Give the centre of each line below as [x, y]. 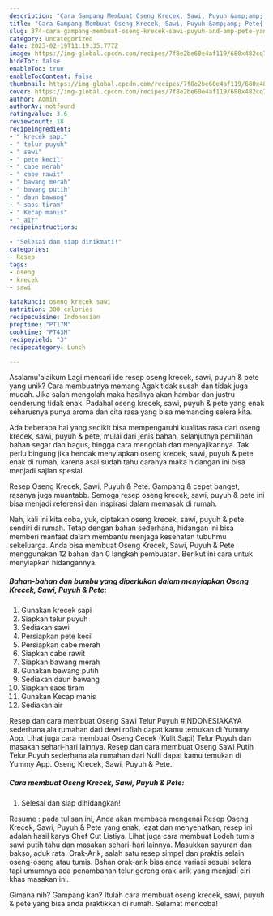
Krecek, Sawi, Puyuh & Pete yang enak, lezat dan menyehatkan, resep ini [131, 827]
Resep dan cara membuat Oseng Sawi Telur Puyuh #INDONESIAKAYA [126, 721]
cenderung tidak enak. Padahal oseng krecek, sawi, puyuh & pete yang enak [137, 404]
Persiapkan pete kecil [57, 636]
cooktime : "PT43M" [40, 332]
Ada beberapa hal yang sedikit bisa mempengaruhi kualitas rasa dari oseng [135, 428]
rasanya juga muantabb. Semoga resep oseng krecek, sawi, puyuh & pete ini [137, 495]
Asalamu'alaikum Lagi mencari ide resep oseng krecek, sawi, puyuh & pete [134, 378]
